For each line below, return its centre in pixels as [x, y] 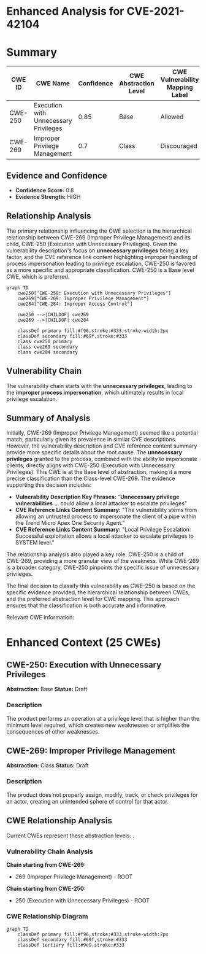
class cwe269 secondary [48, 347]
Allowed [172, 117]
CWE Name [53, 83]
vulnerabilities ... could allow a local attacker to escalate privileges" [101, 503]
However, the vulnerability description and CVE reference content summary [102, 446]
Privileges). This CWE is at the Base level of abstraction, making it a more [99, 472]
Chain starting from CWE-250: [46, 888]
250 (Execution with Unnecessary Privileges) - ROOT [82, 900]
